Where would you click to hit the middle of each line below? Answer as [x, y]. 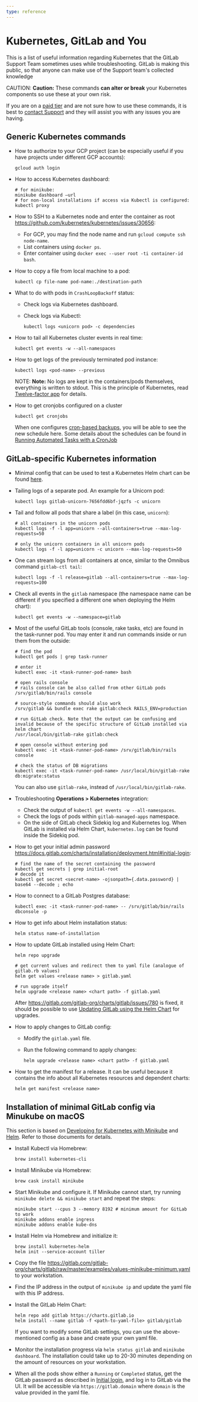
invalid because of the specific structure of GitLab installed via [101, 724]
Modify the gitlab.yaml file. [57, 1039]
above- [171, 1332]
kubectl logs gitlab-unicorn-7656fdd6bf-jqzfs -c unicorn [87, 502]
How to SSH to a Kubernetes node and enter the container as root [95, 216]
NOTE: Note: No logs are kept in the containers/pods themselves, [95, 381]
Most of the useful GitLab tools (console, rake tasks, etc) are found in [99, 628]
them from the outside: [43, 641]
